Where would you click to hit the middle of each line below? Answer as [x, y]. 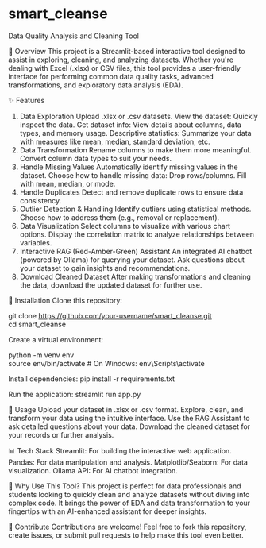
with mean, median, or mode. [67, 183]
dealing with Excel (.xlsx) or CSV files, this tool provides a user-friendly [124, 68]
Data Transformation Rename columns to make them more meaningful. [135, 150]
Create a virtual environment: [56, 339]
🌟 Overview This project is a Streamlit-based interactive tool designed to [127, 51]
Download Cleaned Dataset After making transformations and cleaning [135, 276]
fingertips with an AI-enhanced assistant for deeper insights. [108, 511]
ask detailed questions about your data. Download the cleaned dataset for [129, 426]
